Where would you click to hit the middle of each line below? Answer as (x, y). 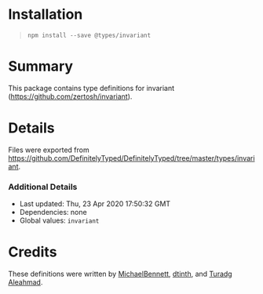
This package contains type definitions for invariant (91, 88)
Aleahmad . (26, 282)
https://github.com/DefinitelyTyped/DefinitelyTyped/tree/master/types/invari (131, 158)
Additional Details (43, 187)
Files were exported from (49, 150)
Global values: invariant (59, 220)
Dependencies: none (53, 212)
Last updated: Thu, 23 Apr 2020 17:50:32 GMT (95, 204)
